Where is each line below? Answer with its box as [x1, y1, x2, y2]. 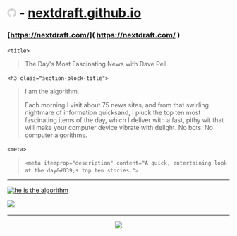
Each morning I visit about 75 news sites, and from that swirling [24, 101, 209, 110]
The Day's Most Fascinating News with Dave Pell [24, 60, 167, 69]
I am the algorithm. [24, 87, 80, 96]
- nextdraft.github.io [18, 5, 142, 21]
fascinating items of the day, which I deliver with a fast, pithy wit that [24, 116, 224, 124]
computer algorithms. [24, 131, 87, 139]
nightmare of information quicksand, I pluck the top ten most [24, 108, 201, 117]
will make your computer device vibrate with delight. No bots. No [24, 124, 214, 132]
